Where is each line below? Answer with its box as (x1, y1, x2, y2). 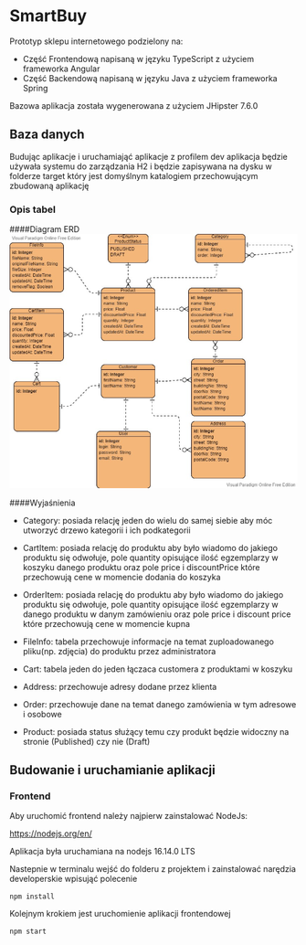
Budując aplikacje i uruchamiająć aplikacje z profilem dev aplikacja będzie (9, 151, 288, 162)
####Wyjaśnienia (9, 497, 76, 508)
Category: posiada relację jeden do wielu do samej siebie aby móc (22, 515, 273, 526)
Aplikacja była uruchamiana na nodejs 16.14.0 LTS (9, 846, 195, 857)
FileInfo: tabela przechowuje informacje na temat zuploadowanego (22, 636, 274, 647)
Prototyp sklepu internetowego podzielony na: (9, 36, 184, 47)
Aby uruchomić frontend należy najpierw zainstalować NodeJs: (9, 811, 248, 822)
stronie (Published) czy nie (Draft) (22, 736, 151, 747)
